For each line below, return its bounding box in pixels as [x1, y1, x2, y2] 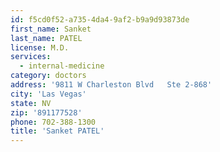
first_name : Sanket [10, 24, 92, 34]
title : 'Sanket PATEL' [10, 126, 105, 136]
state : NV [10, 98, 52, 108]
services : [10, 52, 52, 62]
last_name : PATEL [10, 33, 83, 43]
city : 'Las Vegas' [10, 89, 87, 99]
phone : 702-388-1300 [10, 117, 97, 127]
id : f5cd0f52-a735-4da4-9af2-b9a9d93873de [10, 14, 190, 25]
